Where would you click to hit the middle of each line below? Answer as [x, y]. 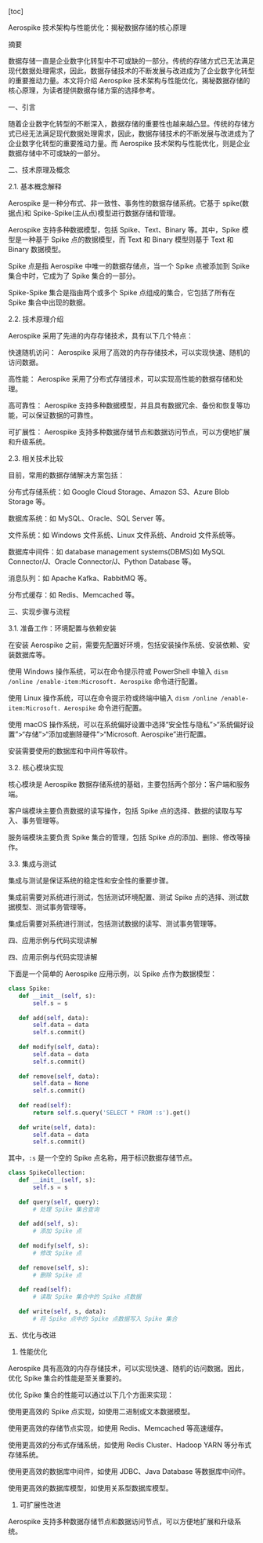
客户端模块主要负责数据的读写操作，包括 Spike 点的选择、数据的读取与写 [125, 811]
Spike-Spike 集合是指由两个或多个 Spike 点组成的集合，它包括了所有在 [122, 293]
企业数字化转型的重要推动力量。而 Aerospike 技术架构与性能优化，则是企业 [129, 143]
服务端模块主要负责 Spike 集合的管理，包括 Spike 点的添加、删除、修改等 [126, 837]
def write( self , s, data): [63, 1311]
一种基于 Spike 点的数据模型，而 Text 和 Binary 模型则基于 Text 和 [128, 239]
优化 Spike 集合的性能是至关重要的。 [67, 1378]
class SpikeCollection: [47, 1173]
